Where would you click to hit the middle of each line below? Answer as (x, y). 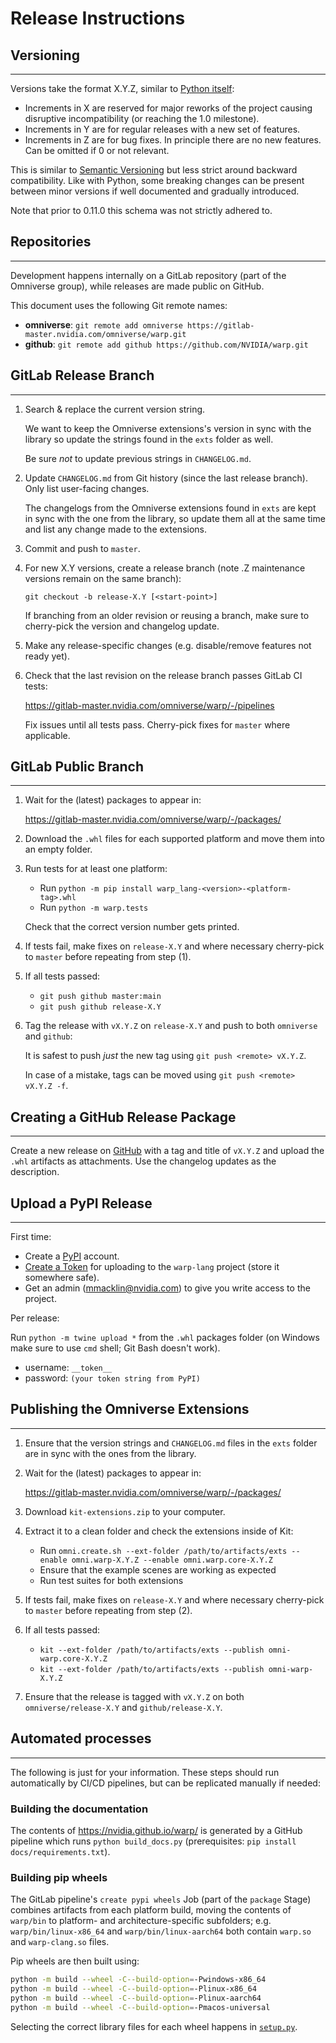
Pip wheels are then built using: (75, 1961)
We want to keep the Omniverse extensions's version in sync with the (168, 428)
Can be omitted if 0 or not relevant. (97, 150)
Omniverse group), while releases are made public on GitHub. (137, 286)
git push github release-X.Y (100, 1007)
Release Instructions (98, 18)
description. (35, 1172)
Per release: (35, 1318)
